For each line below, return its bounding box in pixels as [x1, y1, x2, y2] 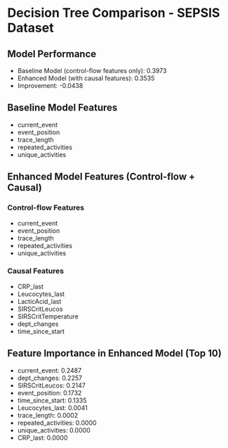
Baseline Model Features [7, 102, 118, 114]
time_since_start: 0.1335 [17, 396, 87, 404]
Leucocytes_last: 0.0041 [17, 403, 88, 412]
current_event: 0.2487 [17, 366, 82, 374]
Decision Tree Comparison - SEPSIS [7, 5, 220, 21]
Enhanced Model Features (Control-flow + [7, 171, 196, 183]
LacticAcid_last [17, 297, 62, 305]
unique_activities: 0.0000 [17, 425, 91, 434]
